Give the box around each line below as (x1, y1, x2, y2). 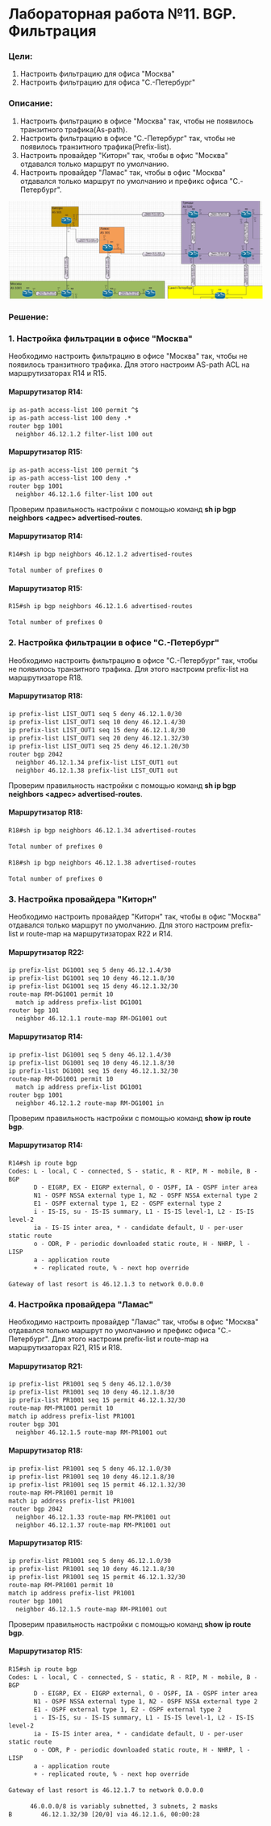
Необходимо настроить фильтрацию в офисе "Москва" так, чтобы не (8, 352, 248, 361)
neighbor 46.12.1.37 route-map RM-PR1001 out (15, 1521, 172, 1529)
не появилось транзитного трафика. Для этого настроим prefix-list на (8, 664, 248, 673)
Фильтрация (8, 22, 97, 40)
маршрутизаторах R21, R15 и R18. (8, 1343, 123, 1353)
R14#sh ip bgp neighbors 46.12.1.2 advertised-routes (8, 550, 194, 559)
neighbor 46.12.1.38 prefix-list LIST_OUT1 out (15, 766, 179, 774)
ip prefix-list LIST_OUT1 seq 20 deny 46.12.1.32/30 (8, 734, 190, 742)
